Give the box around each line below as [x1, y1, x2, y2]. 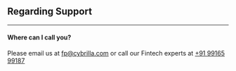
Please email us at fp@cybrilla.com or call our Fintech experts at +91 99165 [7, 49, 225, 58]
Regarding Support [7, 6, 93, 18]
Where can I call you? [7, 33, 72, 41]
